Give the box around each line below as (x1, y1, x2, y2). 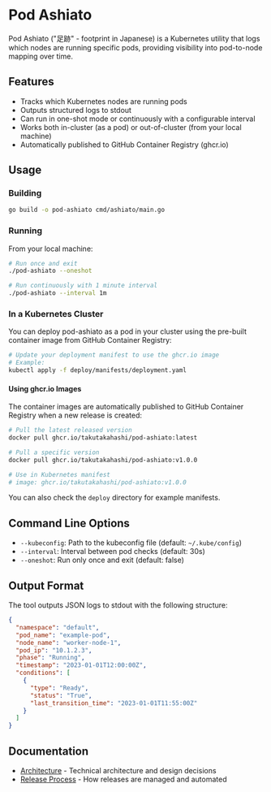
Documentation (8, 744, 89, 758)
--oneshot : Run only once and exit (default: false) (19, 555, 185, 565)
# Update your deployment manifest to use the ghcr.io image (8, 351, 220, 359)
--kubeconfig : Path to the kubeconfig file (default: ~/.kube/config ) (19, 538, 242, 547)
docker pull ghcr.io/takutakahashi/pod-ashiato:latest (8, 434, 198, 442)
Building (8, 188, 42, 199)
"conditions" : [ (15, 669, 71, 677)
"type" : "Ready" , (29, 684, 89, 692)
